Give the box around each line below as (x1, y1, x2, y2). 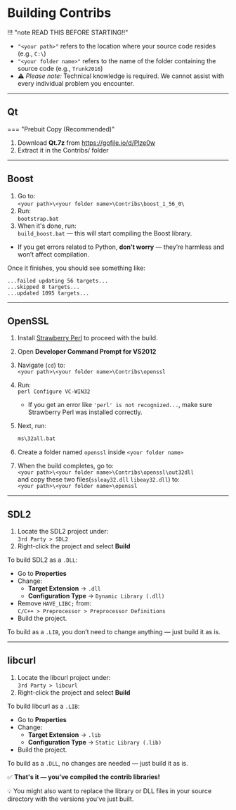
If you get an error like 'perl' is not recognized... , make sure (27, 401, 213, 409)
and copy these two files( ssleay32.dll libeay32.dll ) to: (17, 475, 181, 484)
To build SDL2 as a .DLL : (7, 555, 78, 564)
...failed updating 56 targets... (7, 277, 109, 284)
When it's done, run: (17, 221, 77, 230)
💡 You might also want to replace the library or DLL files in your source (7, 786, 212, 795)
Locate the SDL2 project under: (17, 527, 109, 536)
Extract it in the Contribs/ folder (17, 146, 109, 154)
